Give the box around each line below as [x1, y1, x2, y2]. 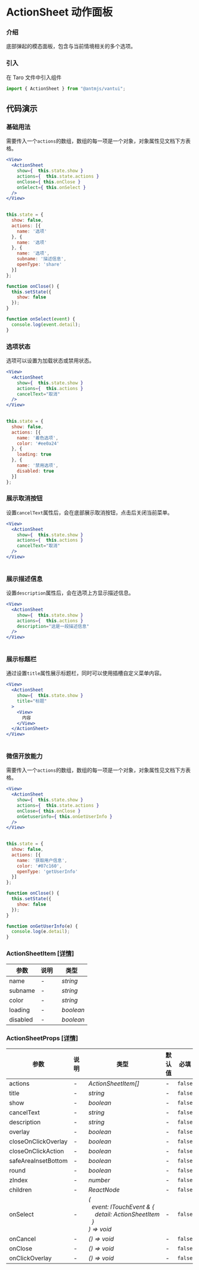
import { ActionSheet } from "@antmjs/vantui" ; [6, 86, 126, 92]
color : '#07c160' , [17, 863, 62, 869]
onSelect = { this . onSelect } [17, 184, 86, 190]
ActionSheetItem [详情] [6, 950, 74, 958]
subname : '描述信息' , [17, 256, 67, 262]
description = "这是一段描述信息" [17, 623, 90, 629]
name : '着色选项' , [17, 435, 59, 441]
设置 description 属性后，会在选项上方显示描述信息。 [6, 589, 134, 596]
